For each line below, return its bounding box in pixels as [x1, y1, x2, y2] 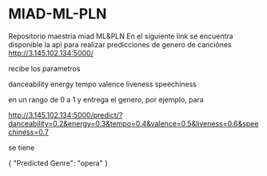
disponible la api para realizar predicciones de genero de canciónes [8, 39, 232, 49]
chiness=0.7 [8, 127, 50, 137]
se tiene [8, 142, 35, 152]
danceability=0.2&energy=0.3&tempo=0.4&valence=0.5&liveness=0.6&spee [8, 118, 259, 128]
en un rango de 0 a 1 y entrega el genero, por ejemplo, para [8, 94, 204, 104]
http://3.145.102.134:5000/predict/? [8, 110, 123, 120]
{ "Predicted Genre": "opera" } [8, 158, 109, 168]
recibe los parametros [8, 63, 81, 73]
